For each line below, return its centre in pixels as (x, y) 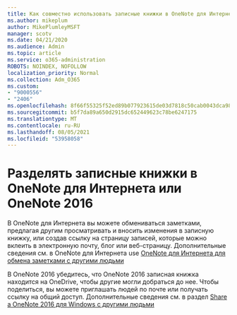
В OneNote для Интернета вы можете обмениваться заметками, (105, 223)
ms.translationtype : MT (42, 119)
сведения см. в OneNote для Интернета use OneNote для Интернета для (116, 253)
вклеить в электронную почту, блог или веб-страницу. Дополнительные (117, 246)
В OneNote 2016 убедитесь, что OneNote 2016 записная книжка (103, 274)
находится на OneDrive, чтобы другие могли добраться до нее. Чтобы (113, 282)
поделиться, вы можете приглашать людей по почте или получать (108, 290)
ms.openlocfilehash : (38, 106)
